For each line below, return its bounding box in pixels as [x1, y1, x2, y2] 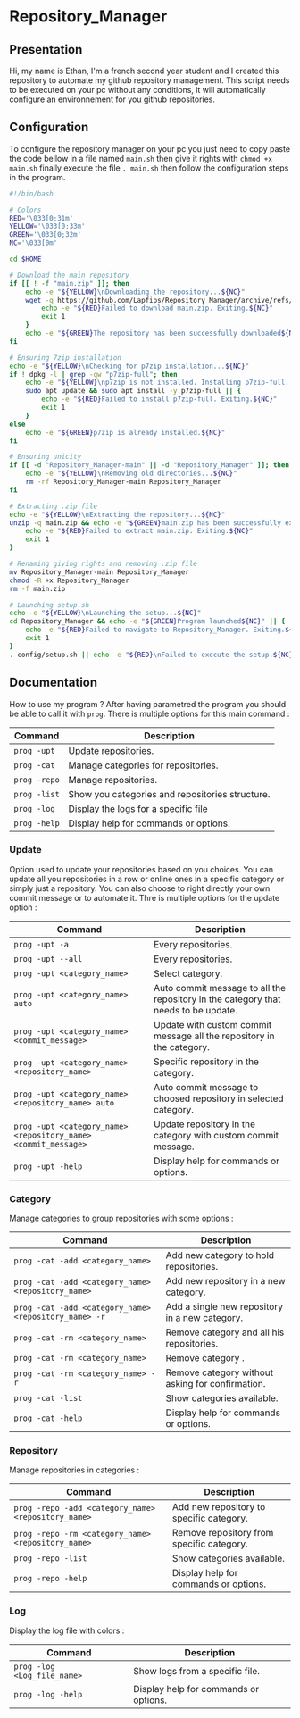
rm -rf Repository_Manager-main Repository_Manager [25, 478, 221, 487]
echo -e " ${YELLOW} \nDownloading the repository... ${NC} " [25, 288, 246, 296]
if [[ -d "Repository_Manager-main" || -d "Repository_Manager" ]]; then [9, 461, 290, 470]
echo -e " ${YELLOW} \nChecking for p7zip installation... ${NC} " [9, 362, 250, 371]
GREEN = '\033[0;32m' [9, 230, 82, 239]
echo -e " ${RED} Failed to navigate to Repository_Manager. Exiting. [25, 625, 286, 635]
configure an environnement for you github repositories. [9, 94, 216, 104]
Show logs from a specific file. [133, 1664, 261, 1677]
